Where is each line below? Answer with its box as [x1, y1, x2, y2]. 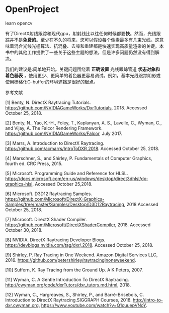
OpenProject [5, 4, 59, 15]
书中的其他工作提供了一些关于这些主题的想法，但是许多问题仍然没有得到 [5, 49, 155, 55]
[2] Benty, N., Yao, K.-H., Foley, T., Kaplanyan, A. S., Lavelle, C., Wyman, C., [5, 119, 162, 126]
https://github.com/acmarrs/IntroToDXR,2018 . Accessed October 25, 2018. [5, 145, 159, 151]
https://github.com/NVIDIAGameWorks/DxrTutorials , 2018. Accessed [5, 104, 147, 111]
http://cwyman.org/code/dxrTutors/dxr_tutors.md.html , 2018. [5, 282, 131, 288]
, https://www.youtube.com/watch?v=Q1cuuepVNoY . [38, 302, 147, 308]
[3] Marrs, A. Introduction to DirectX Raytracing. [5, 140, 105, 146]
